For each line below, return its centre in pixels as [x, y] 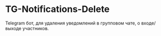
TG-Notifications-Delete [57, 9]
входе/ [148, 23]
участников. [36, 28]
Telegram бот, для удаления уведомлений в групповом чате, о [73, 23]
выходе [13, 28]
